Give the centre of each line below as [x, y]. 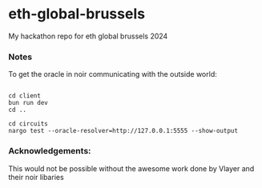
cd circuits [28, 124]
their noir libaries [36, 177]
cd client [25, 96]
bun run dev [28, 103]
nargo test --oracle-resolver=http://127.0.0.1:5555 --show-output [123, 131]
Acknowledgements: [50, 151]
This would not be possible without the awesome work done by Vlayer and [131, 168]
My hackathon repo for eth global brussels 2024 [88, 36]
